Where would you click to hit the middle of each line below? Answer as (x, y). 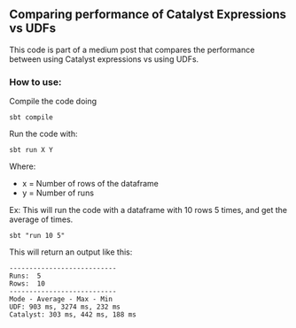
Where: (23, 166)
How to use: (35, 81)
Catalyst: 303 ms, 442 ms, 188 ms (73, 315)
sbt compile (31, 118)
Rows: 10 (27, 284)
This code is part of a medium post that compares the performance (132, 50)
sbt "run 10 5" (37, 236)
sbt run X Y (31, 150)
